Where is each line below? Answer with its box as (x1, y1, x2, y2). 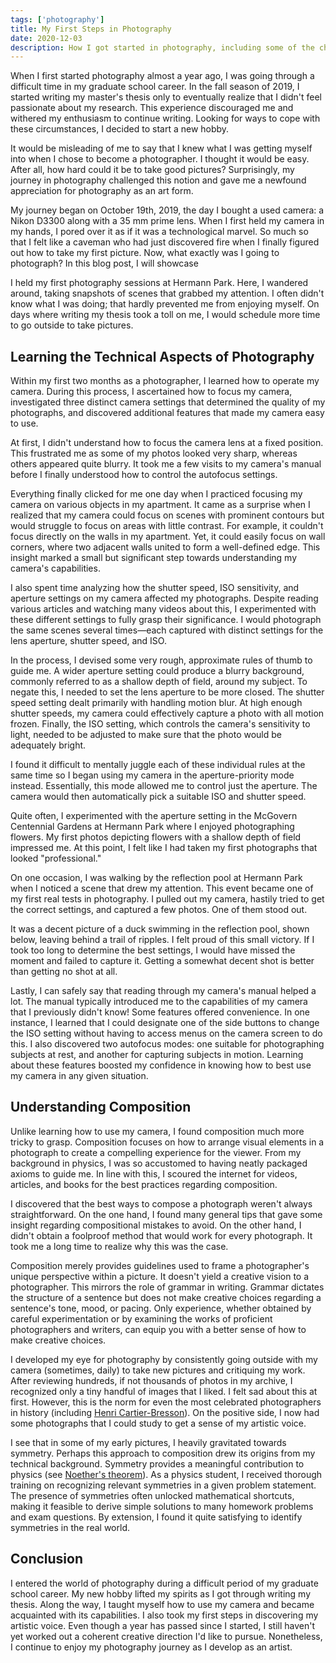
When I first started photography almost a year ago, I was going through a (10, 70, 315, 82)
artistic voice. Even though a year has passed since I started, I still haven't (10, 1619, 315, 1631)
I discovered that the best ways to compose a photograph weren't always (10, 1197, 313, 1210)
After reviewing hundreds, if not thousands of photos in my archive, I (10, 1374, 293, 1386)
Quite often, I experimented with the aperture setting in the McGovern (10, 810, 298, 822)
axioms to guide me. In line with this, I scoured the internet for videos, (10, 1167, 298, 1180)
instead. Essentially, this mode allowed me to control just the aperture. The (10, 780, 318, 792)
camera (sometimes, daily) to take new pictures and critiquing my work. (10, 1364, 306, 1376)
